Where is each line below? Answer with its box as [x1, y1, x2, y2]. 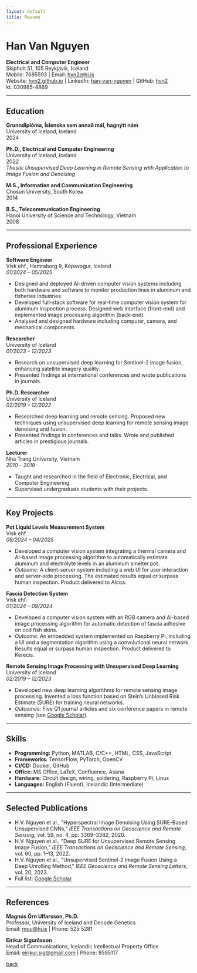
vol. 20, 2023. [14, 869, 49, 876]
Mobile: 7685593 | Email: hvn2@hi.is [6, 71, 95, 78]
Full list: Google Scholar [14, 875, 72, 882]
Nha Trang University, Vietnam [6, 455, 80, 462]
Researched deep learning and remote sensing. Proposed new [14, 413, 166, 420]
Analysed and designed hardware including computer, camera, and [14, 317, 177, 325]
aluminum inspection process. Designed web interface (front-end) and [14, 305, 185, 312]
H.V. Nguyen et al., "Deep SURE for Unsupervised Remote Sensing [14, 837, 176, 844]
